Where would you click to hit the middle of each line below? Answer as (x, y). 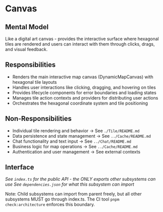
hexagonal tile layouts (34, 82)
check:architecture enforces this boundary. (50, 205)
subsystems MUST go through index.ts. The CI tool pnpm (62, 199)
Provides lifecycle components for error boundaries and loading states (84, 93)
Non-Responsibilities (38, 119)
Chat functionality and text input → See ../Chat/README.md (72, 141)
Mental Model (27, 27)
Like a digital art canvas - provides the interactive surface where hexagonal (82, 39)
